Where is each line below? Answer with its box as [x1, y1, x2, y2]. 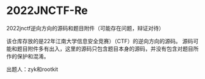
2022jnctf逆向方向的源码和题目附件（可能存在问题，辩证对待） [6, 24, 165, 32]
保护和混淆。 [16, 52, 49, 60]
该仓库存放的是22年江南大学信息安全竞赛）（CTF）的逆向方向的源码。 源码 [6, 37, 193, 44]
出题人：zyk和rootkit [6, 65, 59, 73]
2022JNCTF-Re [6, 4, 88, 18]
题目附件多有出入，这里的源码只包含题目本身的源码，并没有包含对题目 [16, 45, 193, 52]
